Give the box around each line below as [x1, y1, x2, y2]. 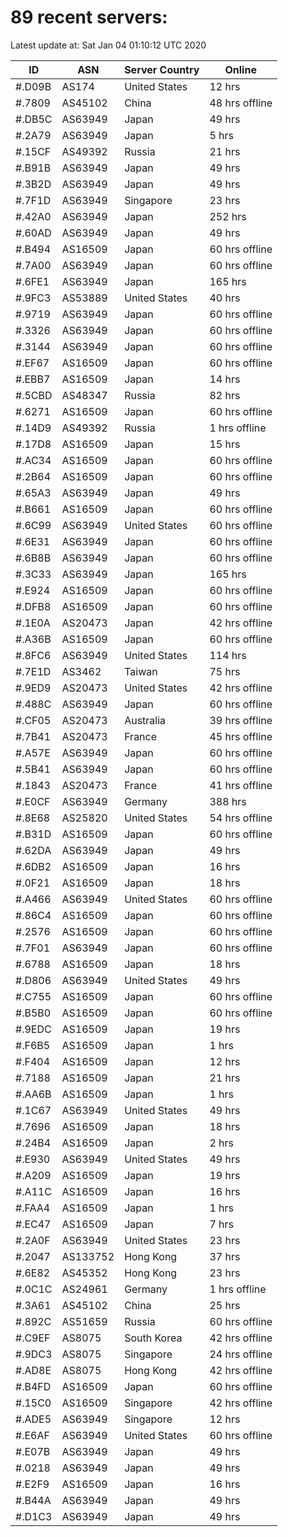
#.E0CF [15, 794, 51, 808]
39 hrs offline [209, 713, 273, 727]
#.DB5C [15, 112, 53, 126]
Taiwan [124, 664, 158, 678]
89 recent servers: [10, 6, 168, 29]
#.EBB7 [15, 372, 51, 386]
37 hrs [209, 1249, 241, 1263]
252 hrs [209, 209, 247, 223]
